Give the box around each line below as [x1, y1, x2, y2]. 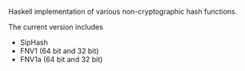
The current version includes [8, 22, 104, 31]
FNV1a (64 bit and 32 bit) [19, 55, 103, 64]
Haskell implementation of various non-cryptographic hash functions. [8, 7, 238, 16]
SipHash [19, 37, 48, 47]
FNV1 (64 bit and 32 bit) [19, 46, 99, 55]
